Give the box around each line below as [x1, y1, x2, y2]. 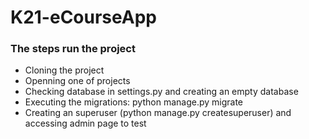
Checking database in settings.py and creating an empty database [24, 86, 299, 98]
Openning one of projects [24, 75, 131, 87]
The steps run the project [10, 42, 136, 56]
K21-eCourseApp [10, 6, 157, 29]
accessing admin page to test [24, 117, 147, 130]
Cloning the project [24, 64, 105, 76]
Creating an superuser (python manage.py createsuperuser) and [24, 107, 292, 119]
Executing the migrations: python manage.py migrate [24, 96, 244, 108]
